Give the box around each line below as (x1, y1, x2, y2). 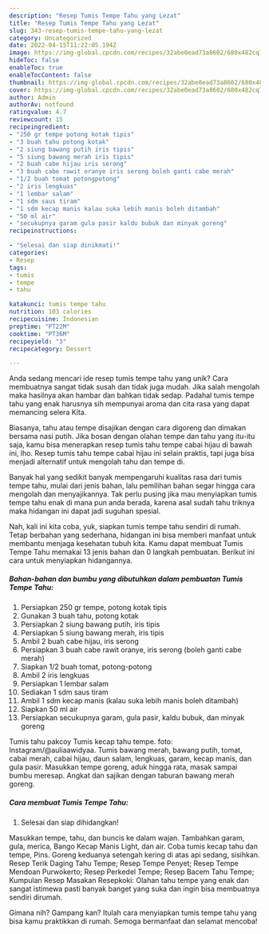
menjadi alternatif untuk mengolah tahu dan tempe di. (9, 457, 185, 467)
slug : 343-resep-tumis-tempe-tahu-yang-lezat (9, 26, 163, 34)
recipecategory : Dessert (9, 345, 92, 353)
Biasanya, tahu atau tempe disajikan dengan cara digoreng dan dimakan (9, 423, 247, 433)
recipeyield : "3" (9, 337, 67, 346)
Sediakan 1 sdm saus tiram (20, 687, 109, 697)
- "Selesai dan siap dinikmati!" (9, 241, 121, 250)
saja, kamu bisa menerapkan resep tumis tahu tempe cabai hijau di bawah (9, 440, 252, 449)
